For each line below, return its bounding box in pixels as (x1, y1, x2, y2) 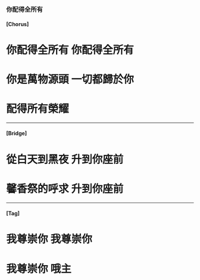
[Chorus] (6, 20, 29, 27)
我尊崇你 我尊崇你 (6, 232, 92, 246)
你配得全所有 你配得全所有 (6, 43, 134, 57)
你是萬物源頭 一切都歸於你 (6, 73, 134, 86)
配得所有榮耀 (6, 102, 70, 116)
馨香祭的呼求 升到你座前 (6, 182, 124, 195)
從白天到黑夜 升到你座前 (6, 153, 124, 166)
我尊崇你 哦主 (6, 262, 71, 275)
